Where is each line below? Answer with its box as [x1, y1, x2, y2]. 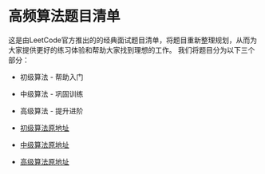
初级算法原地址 [19, 123, 69, 132]
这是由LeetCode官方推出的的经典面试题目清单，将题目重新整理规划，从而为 [8, 35, 258, 45]
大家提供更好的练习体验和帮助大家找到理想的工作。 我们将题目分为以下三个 [8, 45, 255, 54]
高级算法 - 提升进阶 [19, 105, 84, 116]
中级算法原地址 [19, 140, 69, 149]
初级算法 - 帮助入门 [19, 72, 84, 81]
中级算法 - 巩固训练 [19, 89, 84, 98]
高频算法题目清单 [8, 7, 121, 26]
